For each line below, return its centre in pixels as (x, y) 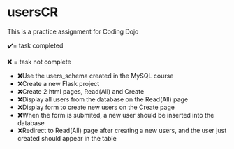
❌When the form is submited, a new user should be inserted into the (116, 115)
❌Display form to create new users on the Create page (96, 107)
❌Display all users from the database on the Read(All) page (103, 99)
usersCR (32, 12)
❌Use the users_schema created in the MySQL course (95, 76)
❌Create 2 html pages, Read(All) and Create (81, 91)
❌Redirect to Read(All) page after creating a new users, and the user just (122, 130)
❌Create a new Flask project (58, 83)
